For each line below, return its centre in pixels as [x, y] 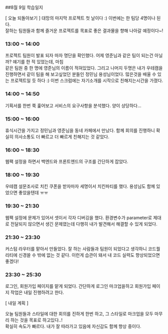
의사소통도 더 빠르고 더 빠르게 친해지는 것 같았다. [62, 137]
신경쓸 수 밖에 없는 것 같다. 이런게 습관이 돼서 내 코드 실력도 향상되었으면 [89, 255]
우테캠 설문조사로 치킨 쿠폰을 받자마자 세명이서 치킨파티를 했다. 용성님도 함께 [80, 186]
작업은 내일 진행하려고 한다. [37, 292]
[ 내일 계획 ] [17, 303]
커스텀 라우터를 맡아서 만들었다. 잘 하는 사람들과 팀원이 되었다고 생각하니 [76, 249]
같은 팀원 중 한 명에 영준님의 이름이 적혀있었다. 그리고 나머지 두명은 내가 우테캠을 [84, 68]
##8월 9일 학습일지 [24, 7]
